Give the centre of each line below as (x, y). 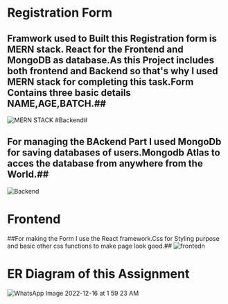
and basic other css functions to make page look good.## (90, 246)
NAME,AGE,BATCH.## (56, 103)
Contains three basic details (69, 93)
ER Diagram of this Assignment (98, 274)
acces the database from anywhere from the (105, 163)
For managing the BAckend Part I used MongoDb (114, 142)
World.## (28, 175)
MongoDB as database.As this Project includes (111, 60)
